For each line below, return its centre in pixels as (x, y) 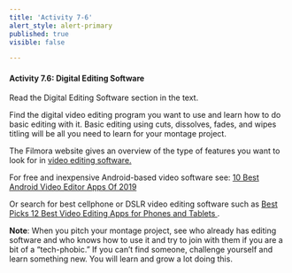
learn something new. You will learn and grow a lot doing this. (121, 259)
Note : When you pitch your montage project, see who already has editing (143, 230)
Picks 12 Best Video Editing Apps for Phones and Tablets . (115, 214)
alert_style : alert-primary (61, 26)
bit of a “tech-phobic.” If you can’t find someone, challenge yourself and (141, 250)
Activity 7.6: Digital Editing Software (77, 78)
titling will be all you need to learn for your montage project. (118, 134)
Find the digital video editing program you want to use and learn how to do (145, 115)
